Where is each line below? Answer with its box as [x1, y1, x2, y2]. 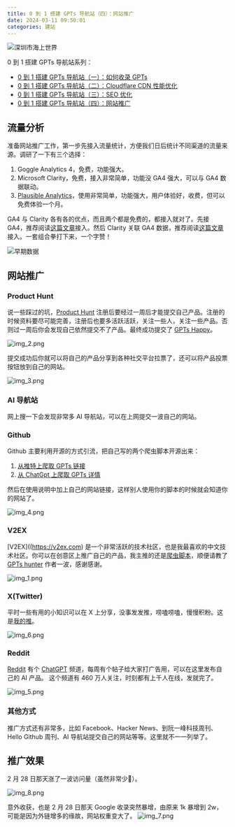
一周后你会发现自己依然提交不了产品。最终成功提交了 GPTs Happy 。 [19, 325, 217, 333]
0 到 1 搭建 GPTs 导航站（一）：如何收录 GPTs [17, 73, 148, 81]
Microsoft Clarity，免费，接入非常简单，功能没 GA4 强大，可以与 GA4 [17, 174, 219, 182]
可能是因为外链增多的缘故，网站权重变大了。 [7, 812, 136, 820]
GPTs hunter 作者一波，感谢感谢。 [7, 560, 106, 568]
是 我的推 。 [7, 617, 38, 626]
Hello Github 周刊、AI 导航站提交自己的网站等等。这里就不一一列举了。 [7, 732, 212, 741]
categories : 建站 [7, 23, 56, 30]
